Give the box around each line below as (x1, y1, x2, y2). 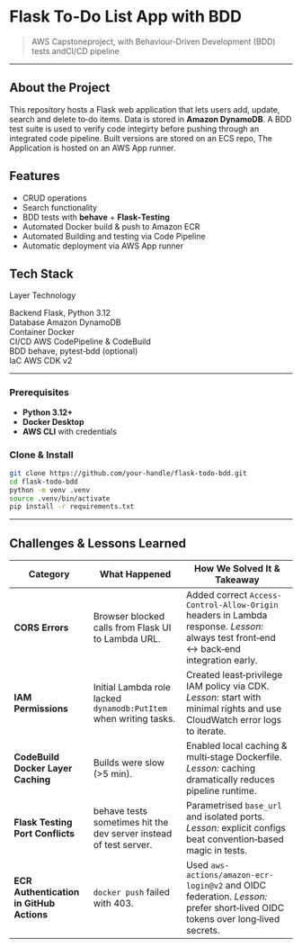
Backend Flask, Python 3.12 (9, 308, 111, 319)
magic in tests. (185, 844, 248, 857)
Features (9, 168, 60, 184)
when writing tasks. (93, 713, 176, 726)
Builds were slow (93, 756, 164, 769)
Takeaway (214, 573, 260, 586)
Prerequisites (9, 386, 69, 399)
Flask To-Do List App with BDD (9, 6, 243, 27)
